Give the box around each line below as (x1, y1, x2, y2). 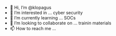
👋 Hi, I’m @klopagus (9, 5, 51, 10)
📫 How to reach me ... (9, 26, 56, 31)
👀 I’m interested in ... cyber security (9, 10, 83, 16)
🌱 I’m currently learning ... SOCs (9, 15, 76, 20)
